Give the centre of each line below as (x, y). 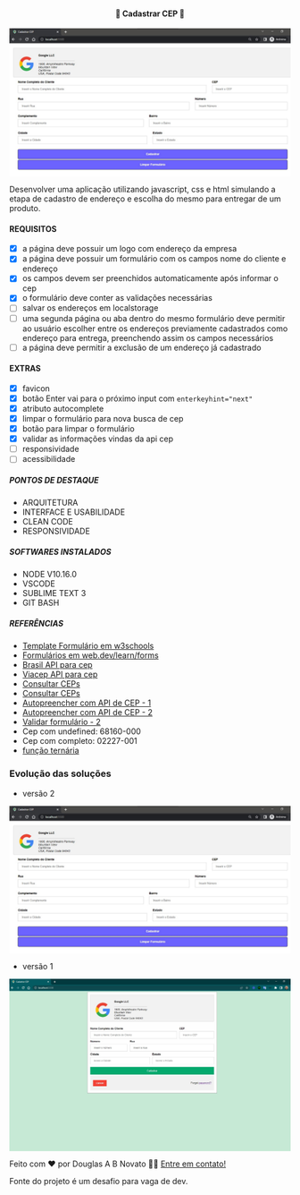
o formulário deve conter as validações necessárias (117, 298)
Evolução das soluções (60, 773)
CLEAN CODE (47, 522)
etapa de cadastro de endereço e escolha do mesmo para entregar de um (145, 199)
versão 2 (38, 793)
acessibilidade (49, 459)
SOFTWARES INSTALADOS (60, 551)
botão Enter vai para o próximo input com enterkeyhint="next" (137, 398)
